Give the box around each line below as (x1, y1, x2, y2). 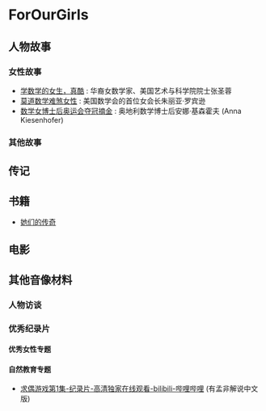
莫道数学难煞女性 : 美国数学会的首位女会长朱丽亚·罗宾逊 (19, 95, 206, 106)
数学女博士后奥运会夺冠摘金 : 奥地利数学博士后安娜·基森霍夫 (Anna (19, 106, 242, 115)
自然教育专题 (8, 364, 51, 374)
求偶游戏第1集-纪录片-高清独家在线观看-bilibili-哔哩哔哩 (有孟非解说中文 (19, 384, 259, 393)
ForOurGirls (8, 6, 89, 24)
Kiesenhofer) (19, 115, 64, 124)
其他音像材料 (8, 273, 73, 287)
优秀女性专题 (8, 345, 51, 354)
